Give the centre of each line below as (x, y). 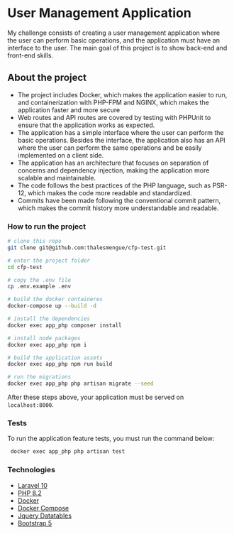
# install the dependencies (49, 319)
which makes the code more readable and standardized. (110, 192)
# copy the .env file (39, 280)
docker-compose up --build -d (52, 306)
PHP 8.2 (29, 493)
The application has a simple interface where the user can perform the (121, 132)
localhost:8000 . (31, 405)
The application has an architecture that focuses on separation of (113, 163)
